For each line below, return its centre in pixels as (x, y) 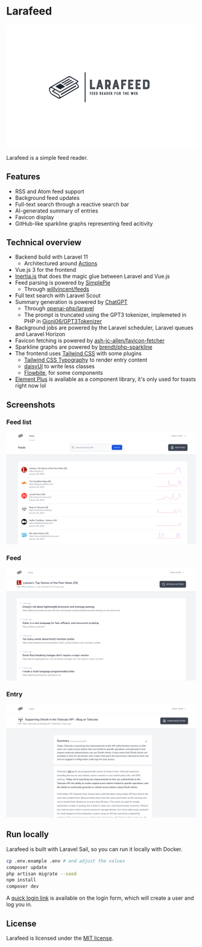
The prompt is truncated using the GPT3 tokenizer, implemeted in (105, 315)
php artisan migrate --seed (42, 874)
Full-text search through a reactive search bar (72, 204)
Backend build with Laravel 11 (52, 257)
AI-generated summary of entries (56, 211)
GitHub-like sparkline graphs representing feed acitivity (84, 223)
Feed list (19, 422)
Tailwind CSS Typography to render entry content (86, 360)
